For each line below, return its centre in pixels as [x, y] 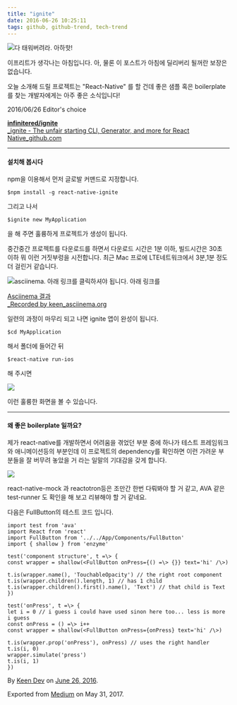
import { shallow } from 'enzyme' [58, 544]
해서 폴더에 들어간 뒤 [36, 345]
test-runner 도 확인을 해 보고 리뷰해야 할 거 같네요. [77, 497]
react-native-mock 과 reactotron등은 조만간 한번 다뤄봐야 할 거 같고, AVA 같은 [116, 488]
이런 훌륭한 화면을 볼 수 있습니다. [53, 401]
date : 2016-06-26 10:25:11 [47, 20]
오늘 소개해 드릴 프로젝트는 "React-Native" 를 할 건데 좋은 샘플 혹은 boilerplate [117, 87]
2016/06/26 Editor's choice [47, 109]
